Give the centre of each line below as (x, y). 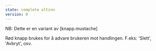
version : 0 (17, 14)
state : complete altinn (30, 10)
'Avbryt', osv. (19, 43)
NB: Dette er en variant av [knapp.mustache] (52, 28)
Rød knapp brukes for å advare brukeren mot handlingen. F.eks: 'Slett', (79, 38)
